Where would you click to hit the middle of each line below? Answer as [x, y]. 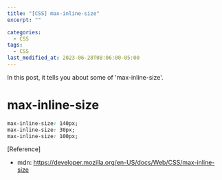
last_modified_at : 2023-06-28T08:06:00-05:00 [73, 58]
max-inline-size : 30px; [41, 130]
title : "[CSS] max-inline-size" [53, 13]
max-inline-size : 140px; [43, 123]
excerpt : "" [24, 20]
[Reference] [24, 149]
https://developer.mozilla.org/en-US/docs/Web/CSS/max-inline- [124, 163]
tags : [15, 45]
